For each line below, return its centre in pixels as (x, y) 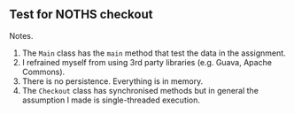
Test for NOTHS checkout (81, 15)
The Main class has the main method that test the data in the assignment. (154, 53)
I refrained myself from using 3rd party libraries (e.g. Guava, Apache (147, 62)
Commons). (43, 72)
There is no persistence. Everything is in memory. (112, 81)
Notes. (21, 35)
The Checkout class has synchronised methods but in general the (140, 90)
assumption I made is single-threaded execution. (111, 100)
